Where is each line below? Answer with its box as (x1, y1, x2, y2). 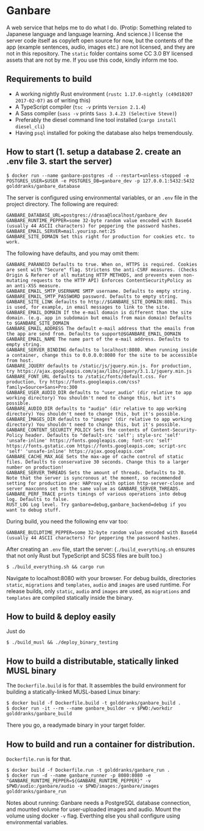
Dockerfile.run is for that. (6, 755, 72, 763)
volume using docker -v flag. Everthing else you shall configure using (6, 812, 181, 819)
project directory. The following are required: (6, 200, 119, 207)
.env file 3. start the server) (6, 156, 113, 167)
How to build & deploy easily (6, 611, 116, 622)
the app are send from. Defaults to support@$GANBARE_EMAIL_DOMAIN (6, 331, 181, 337)
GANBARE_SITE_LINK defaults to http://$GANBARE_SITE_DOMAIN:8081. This (6, 298, 192, 305)
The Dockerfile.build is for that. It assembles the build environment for (6, 682, 186, 689)
